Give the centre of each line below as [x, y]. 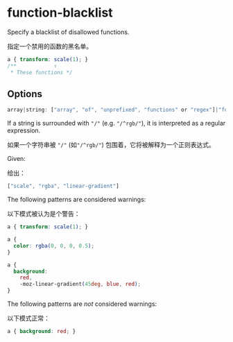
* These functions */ [41, 72]
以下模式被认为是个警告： [44, 214]
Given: [16, 159]
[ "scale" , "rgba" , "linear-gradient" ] [63, 186]
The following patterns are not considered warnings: [82, 304]
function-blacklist [60, 13]
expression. [24, 130]
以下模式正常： [28, 318]
